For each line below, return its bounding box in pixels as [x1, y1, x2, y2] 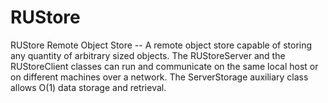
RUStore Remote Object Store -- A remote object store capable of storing [10, 39, 313, 51]
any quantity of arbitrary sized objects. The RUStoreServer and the [10, 49, 286, 61]
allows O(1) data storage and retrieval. [10, 81, 167, 93]
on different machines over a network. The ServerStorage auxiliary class [10, 71, 309, 83]
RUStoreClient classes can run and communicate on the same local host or [10, 60, 319, 72]
